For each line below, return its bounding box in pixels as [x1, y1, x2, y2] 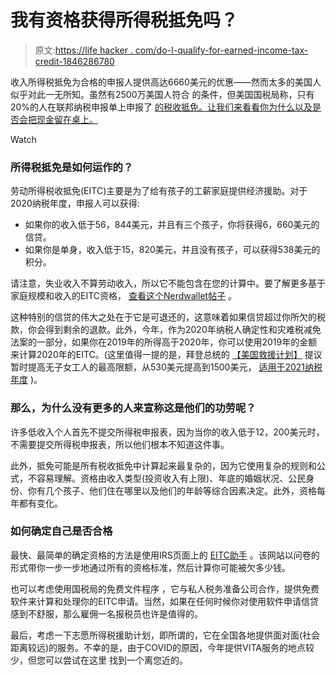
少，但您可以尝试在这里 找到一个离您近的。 [10, 654, 188, 666]
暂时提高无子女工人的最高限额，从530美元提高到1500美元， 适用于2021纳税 [10, 361, 323, 373]
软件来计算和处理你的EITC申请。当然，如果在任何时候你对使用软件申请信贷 [10, 595, 320, 607]
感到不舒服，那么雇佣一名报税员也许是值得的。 [10, 607, 203, 620]
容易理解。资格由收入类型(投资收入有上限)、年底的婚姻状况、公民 [36, 472, 307, 484]
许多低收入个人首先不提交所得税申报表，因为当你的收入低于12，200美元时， [10, 426, 325, 438]
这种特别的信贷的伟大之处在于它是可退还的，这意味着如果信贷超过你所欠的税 [10, 311, 326, 323]
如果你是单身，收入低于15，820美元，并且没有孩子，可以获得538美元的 [24, 244, 321, 256]
